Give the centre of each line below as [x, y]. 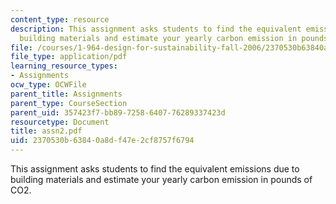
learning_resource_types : [64, 66]
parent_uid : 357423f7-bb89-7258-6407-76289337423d [118, 112]
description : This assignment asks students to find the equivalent [156, 29]
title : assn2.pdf [46, 131]
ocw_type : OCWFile [48, 85]
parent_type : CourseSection [69, 103]
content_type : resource [60, 19]
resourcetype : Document [60, 122]
